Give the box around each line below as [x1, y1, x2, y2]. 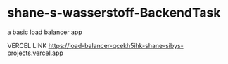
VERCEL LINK [7, 41, 47, 49]
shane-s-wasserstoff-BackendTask [7, 5, 221, 21]
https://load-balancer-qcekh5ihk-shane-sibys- [48, 41, 184, 49]
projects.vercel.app [7, 49, 63, 57]
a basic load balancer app [7, 28, 82, 36]
